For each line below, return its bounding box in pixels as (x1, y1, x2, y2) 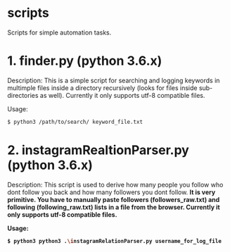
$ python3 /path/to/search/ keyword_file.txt (7, 118, 143, 125)
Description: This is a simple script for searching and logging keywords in (7, 76, 220, 84)
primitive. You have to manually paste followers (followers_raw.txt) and (7, 195, 220, 203)
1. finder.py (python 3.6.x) (7, 53, 162, 69)
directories (7, 91, 39, 99)
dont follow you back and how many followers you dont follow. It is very (7, 188, 216, 196)
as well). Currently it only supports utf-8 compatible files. (39, 91, 205, 99)
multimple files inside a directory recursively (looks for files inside (7, 83, 198, 92)
